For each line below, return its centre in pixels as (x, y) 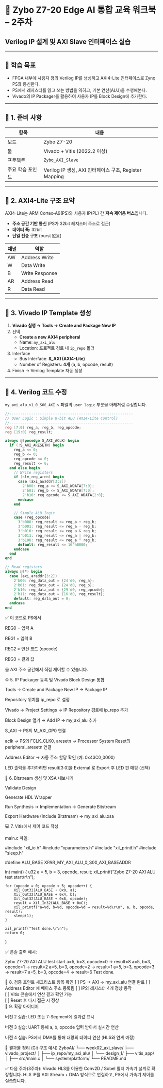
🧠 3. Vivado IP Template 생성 (48, 313)
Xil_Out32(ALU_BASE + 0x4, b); (45, 894)
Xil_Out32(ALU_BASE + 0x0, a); (45, 890)
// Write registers (33, 472)
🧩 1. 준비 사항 (24, 118)
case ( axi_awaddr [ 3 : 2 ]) (42, 482)
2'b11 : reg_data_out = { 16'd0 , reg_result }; (59, 594)
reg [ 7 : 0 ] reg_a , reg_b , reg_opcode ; (43, 427)
